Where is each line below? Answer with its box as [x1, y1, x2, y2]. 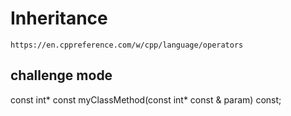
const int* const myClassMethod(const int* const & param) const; [10, 93, 282, 106]
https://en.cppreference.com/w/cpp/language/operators [10, 40, 244, 50]
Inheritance [10, 7, 108, 30]
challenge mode [10, 67, 113, 84]
